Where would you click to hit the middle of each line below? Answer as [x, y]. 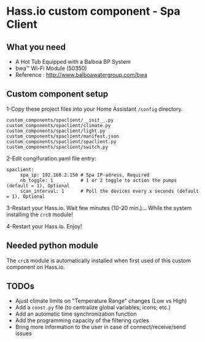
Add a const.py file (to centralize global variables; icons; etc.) [93, 308]
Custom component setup [57, 94]
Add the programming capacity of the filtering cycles [82, 321]
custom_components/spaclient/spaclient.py [61, 142]
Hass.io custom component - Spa [93, 11]
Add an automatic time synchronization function [76, 314]
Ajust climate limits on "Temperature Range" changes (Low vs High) [101, 301]
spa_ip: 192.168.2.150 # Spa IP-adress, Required [85, 175]
